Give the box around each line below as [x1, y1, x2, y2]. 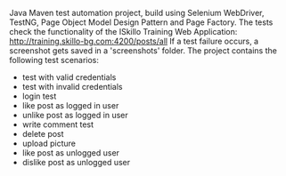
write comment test [21, 119, 94, 130]
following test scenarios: [9, 55, 100, 65]
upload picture [21, 138, 76, 148]
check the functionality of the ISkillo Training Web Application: [9, 27, 238, 36]
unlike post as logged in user [21, 110, 128, 120]
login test [21, 91, 57, 101]
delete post [21, 129, 64, 139]
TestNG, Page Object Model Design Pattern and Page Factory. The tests [9, 17, 274, 28]
